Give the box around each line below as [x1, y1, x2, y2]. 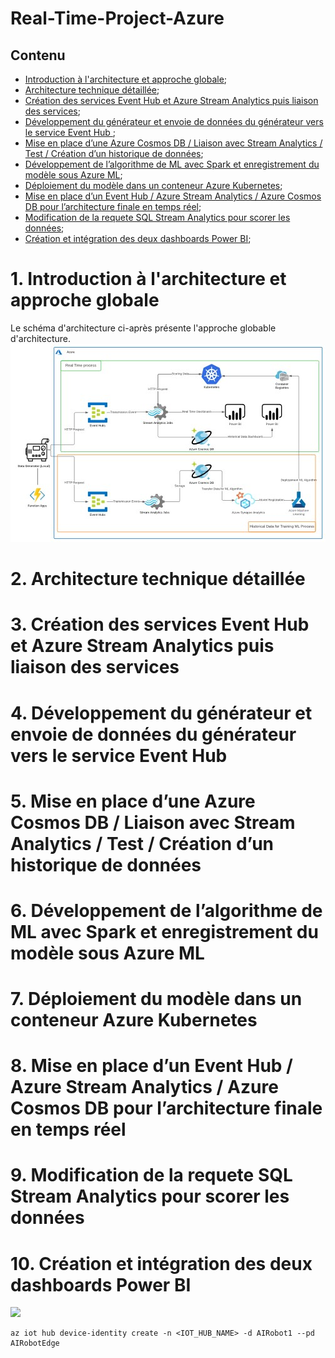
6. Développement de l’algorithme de [10, 899, 323, 922]
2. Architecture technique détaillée [10, 568, 306, 591]
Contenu [10, 47, 66, 64]
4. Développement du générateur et [10, 702, 313, 724]
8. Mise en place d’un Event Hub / [10, 1055, 293, 1077]
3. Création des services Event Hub [10, 613, 310, 636]
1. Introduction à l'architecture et [10, 268, 287, 291]
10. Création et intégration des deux [10, 1252, 313, 1275]
